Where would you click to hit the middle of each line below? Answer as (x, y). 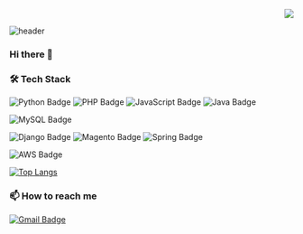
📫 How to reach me (53, 196)
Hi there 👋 (32, 54)
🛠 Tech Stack (40, 79)
